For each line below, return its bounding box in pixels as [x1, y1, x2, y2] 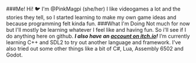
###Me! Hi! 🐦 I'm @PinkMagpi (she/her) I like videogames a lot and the [6, 5, 181, 12]
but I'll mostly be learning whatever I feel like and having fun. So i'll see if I [6, 26, 187, 33]
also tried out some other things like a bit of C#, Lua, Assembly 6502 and [6, 45, 184, 52]
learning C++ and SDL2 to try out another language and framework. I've [6, 39, 181, 46]
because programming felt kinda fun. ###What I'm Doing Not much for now [6, 20, 190, 27]
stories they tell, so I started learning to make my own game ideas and [6, 14, 177, 21]
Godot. [6, 51, 23, 58]
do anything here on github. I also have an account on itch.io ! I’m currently [6, 32, 190, 39]
